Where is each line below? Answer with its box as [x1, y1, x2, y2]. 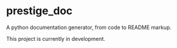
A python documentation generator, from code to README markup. [6, 24, 172, 31]
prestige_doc [6, 4, 73, 18]
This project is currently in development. [6, 35, 105, 42]
